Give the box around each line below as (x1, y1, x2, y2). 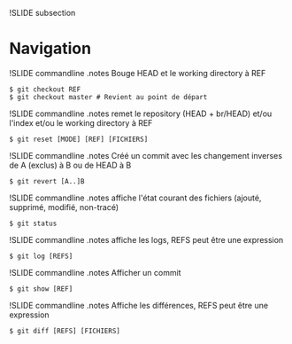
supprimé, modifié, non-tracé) (9, 201, 119, 212)
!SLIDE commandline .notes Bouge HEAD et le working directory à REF (9, 67, 266, 78)
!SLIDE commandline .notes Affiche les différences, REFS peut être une (9, 300, 268, 310)
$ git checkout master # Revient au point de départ (9, 92, 208, 101)
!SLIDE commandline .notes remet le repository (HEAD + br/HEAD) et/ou (9, 108, 273, 119)
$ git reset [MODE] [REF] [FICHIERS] (9, 135, 149, 144)
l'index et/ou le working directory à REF (9, 117, 153, 128)
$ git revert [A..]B (9, 176, 86, 185)
